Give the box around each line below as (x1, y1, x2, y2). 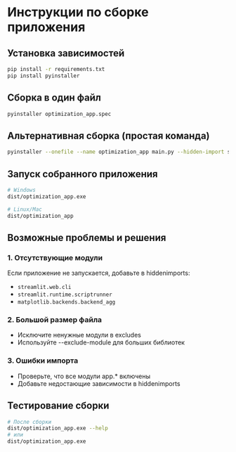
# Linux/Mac (7, 205, 42, 213)
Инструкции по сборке (7, 4, 149, 20)
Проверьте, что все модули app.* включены (17, 372, 151, 380)
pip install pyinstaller (7, 72, 80, 79)
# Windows (7, 186, 37, 193)
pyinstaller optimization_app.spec (7, 110, 112, 117)
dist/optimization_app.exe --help (7, 425, 109, 432)
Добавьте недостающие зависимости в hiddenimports (17, 379, 181, 387)
